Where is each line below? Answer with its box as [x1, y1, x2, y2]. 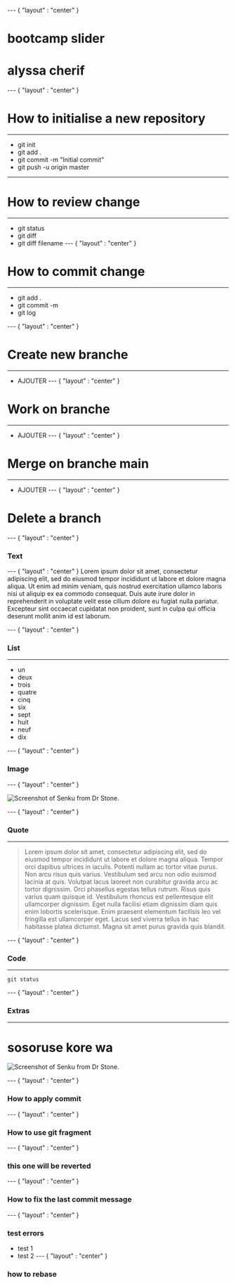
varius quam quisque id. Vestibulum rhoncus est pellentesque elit [24, 892, 214, 901]
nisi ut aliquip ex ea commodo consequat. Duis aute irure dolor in [7, 589, 195, 597]
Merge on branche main [7, 456, 150, 471]
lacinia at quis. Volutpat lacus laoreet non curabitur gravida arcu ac [24, 877, 218, 886]
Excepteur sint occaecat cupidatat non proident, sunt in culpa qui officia [7, 604, 216, 613]
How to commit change [7, 264, 145, 280]
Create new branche [7, 347, 129, 363]
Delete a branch [7, 510, 102, 526]
